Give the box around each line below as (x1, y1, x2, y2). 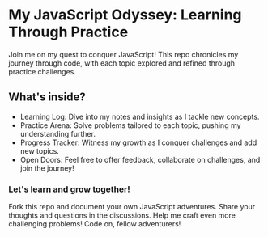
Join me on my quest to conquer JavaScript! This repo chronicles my (8, 49, 239, 59)
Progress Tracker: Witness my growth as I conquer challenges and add (19, 138, 257, 147)
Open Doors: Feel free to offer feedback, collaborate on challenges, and (19, 154, 261, 164)
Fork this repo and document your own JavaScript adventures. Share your (8, 202, 256, 212)
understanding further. (19, 129, 96, 138)
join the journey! (19, 163, 74, 173)
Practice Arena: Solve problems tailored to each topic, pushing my (19, 120, 241, 130)
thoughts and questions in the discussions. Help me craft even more (8, 210, 236, 220)
